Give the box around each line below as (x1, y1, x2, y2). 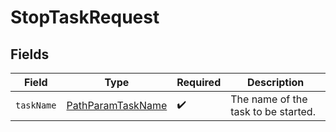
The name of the (230, 92, 308, 106)
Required (176, 76, 222, 89)
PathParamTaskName (66, 99, 168, 112)
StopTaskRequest (10, 6, 160, 29)
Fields (10, 46, 50, 63)
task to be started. (230, 105, 316, 118)
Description (246, 76, 305, 89)
